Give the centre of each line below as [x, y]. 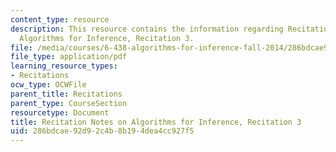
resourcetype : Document [60, 112]
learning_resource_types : [64, 66]
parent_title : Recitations [66, 94]
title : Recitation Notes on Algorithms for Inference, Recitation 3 [156, 122]
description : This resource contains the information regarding [147, 29]
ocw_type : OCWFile [48, 85]
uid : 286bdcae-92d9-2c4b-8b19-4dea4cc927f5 [102, 131]
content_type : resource [60, 19]
